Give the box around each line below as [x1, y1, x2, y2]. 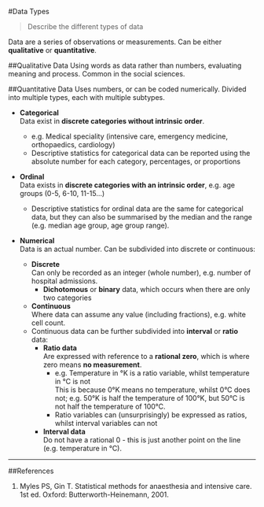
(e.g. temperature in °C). [42, 444, 123, 453]
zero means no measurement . [42, 360, 142, 369]
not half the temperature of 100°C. [54, 402, 167, 411]
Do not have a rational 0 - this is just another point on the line [42, 435, 241, 444]
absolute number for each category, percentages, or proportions [31, 157, 241, 166]
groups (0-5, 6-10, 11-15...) [19, 189, 105, 198]
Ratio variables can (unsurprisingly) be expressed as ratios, [54, 410, 247, 420]
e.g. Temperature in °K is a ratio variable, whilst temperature [54, 368, 250, 377]
